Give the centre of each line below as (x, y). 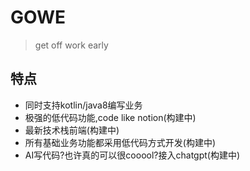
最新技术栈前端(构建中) (72, 130)
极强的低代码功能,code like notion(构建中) (110, 117)
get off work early (71, 45)
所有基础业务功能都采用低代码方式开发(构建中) (120, 142)
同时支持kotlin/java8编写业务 (83, 105)
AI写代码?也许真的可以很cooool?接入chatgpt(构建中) (132, 155)
